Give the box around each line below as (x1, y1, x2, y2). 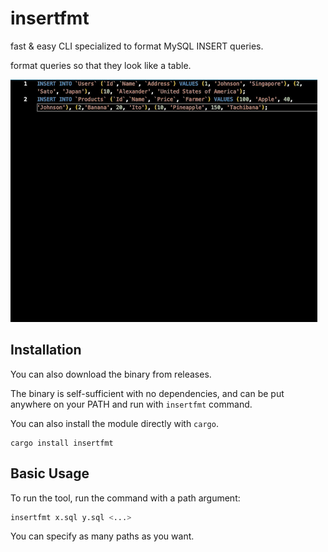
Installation (10, 342, 82, 359)
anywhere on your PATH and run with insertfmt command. (10, 398, 253, 410)
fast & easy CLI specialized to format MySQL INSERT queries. (10, 40, 264, 52)
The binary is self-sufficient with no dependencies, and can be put (10, 387, 285, 399)
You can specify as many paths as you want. (10, 530, 195, 542)
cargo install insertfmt (10, 438, 114, 448)
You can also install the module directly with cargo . (10, 417, 219, 429)
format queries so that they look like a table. (10, 59, 192, 71)
